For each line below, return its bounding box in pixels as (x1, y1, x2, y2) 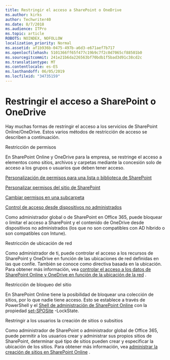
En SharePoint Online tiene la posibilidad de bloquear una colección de (5, 291, 154, 297)
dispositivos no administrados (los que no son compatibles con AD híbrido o (5, 225, 165, 231)
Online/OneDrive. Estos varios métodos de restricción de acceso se (5, 128, 148, 135)
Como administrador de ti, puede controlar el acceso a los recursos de (5, 250, 154, 256)
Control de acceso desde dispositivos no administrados (5, 204, 122, 210)
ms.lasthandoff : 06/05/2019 (5, 69, 65, 74)
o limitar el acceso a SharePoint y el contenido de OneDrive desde (5, 219, 144, 226)
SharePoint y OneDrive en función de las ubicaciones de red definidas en (5, 255, 159, 261)
